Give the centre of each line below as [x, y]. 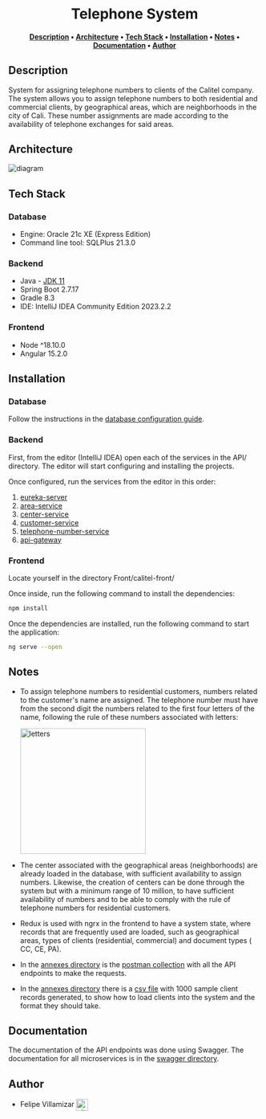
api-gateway [40, 540]
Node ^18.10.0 [42, 345]
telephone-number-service [64, 531]
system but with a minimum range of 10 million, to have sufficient [127, 890]
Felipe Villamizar [47, 1104]
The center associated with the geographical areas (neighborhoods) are [139, 865]
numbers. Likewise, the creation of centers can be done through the [132, 882]
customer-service [49, 522]
